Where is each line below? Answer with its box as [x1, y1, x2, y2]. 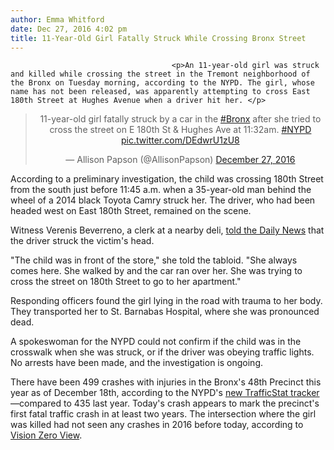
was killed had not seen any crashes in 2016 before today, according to [10, 419, 304, 431]
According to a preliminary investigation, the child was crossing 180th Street [10, 173, 324, 185]
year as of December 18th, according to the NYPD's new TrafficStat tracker [10, 387, 320, 399]
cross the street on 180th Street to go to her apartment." [10, 276, 242, 288]
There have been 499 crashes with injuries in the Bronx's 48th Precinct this [10, 376, 322, 388]
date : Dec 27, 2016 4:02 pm [10, 24, 128, 34]
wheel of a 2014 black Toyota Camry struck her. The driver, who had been [10, 194, 316, 206]
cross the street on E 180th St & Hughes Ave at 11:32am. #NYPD [49, 124, 312, 136]
